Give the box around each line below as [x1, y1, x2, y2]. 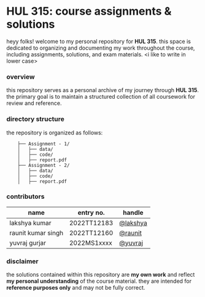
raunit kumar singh [9, 228, 63, 237]
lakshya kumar [9, 218, 52, 227]
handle [122, 208, 144, 217]
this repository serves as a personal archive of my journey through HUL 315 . [6, 87, 199, 94]
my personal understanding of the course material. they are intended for [6, 277, 192, 285]
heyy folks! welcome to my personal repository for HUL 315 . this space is [6, 37, 191, 45]
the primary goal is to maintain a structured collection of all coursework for [6, 93, 195, 101]
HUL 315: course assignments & [6, 4, 172, 18]
